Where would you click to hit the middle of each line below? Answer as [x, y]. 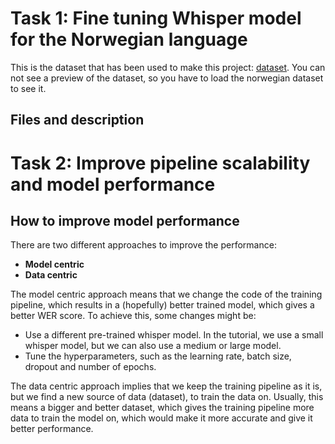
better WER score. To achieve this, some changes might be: [133, 316]
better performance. [52, 429]
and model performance [113, 184]
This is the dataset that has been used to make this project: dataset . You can [168, 67]
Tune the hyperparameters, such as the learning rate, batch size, [158, 356]
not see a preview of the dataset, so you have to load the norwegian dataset [167, 78]
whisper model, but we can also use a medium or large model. [153, 346]
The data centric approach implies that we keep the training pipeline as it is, [166, 386]
